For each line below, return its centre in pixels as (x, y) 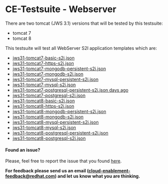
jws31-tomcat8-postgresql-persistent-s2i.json (60, 133)
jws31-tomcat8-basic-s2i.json (44, 101)
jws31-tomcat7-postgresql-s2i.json (49, 95)
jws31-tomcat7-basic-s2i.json (43, 58)
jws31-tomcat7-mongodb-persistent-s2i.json (59, 69)
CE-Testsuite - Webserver (61, 9)
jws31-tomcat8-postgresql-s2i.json (49, 138)
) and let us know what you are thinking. (97, 176)
